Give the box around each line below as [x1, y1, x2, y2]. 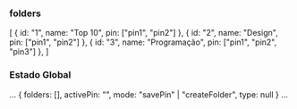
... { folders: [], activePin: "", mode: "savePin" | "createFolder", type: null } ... [9, 88, 289, 100]
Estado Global [9, 69, 72, 81]
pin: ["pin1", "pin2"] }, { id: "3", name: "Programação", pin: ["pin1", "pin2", [9, 37, 277, 47]
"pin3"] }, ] [9, 46, 49, 57]
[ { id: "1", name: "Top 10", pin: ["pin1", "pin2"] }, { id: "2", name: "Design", [9, 28, 279, 38]
